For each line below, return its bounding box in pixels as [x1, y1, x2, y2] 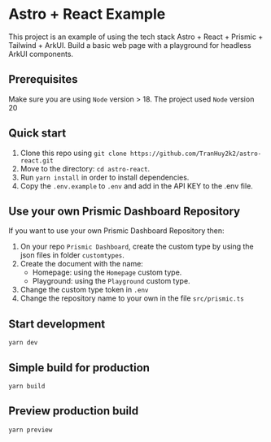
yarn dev [8, 339, 38, 347]
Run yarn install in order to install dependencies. [20, 172, 190, 182]
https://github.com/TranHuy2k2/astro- [129, 149, 262, 158]
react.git [20, 156, 55, 165]
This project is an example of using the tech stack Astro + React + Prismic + [8, 32, 264, 41]
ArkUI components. [8, 49, 74, 58]
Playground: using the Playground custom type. [32, 276, 190, 286]
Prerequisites [8, 72, 78, 86]
